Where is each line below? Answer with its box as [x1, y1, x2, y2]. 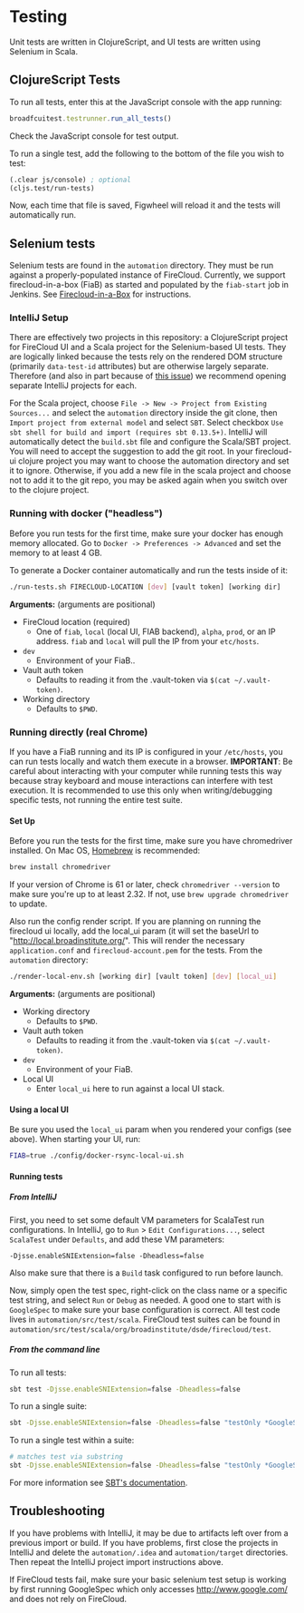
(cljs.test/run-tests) [9, 183, 95, 192]
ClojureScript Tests [9, 73, 120, 88]
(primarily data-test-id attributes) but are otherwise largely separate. [9, 361, 269, 372]
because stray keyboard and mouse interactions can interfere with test [9, 775, 273, 786]
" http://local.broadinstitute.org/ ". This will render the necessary [9, 935, 245, 946]
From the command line [9, 1344, 101, 1355]
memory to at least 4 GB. [9, 547, 102, 558]
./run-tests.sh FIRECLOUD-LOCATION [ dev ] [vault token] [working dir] [9, 582, 281, 591]
